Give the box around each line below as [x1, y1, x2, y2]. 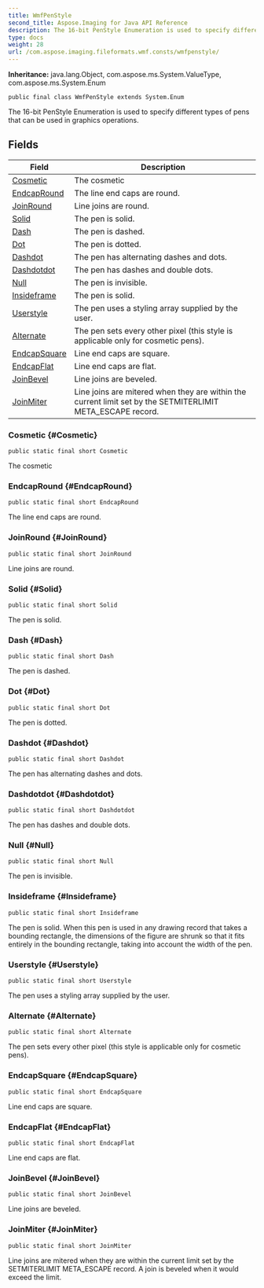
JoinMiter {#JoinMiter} [8, 1224, 98, 1235]
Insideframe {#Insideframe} [8, 891, 117, 902]
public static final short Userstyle [8, 977, 132, 985]
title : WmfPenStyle [8, 11, 72, 20]
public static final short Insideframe [8, 909, 139, 917]
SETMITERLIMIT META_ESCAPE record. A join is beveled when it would [8, 1264, 240, 1273]
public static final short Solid [8, 601, 118, 609]
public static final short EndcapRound [8, 499, 139, 507]
